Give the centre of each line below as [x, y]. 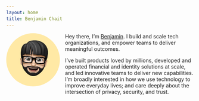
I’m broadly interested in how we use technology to [128, 79]
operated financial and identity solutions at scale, [125, 66]
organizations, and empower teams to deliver [121, 43]
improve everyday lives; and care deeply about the [127, 85]
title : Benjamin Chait [34, 19]
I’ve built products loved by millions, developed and [128, 60]
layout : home [22, 12]
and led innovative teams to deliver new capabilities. [129, 73]
